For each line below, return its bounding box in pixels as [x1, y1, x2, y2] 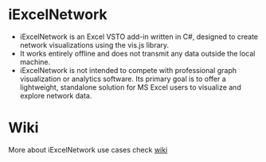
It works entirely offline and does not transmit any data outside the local [19, 48, 256, 58]
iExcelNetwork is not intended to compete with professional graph [19, 65, 237, 75]
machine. [19, 57, 51, 67]
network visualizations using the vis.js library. [19, 40, 170, 49]
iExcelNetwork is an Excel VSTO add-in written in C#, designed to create [19, 32, 259, 41]
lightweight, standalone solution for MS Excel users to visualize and [19, 82, 241, 92]
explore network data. [19, 91, 92, 100]
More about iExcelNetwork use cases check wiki [8, 145, 168, 154]
